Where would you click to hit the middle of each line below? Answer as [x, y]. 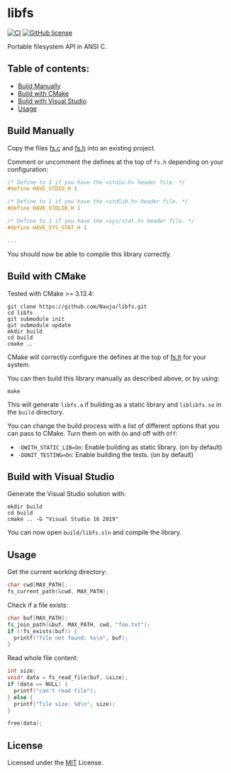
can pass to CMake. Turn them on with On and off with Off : [93, 433]
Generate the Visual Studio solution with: [67, 494]
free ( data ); [25, 723]
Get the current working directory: [57, 572]
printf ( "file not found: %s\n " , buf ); [71, 638]
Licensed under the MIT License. [55, 763]
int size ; [22, 671]
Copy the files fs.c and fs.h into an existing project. [81, 148]
